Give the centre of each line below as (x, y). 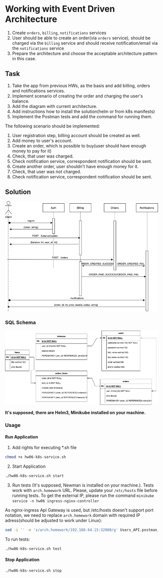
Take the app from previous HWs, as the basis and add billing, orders (81, 86)
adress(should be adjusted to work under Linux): (54, 520)
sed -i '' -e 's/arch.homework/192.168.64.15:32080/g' (62, 530)
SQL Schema (21, 323)
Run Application (22, 437)
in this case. (24, 58)
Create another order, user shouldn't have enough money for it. (75, 166)
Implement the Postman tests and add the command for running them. (82, 116)
